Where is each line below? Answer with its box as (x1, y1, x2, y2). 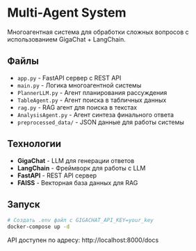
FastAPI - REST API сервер (17, 171, 97, 180)
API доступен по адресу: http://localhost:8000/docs (7, 236, 159, 244)
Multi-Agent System (7, 5, 126, 21)
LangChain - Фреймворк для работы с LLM (17, 164, 146, 172)
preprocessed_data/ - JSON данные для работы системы (17, 118, 184, 126)
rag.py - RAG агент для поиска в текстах (17, 103, 138, 112)
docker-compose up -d (7, 223, 70, 230)
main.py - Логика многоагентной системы (17, 81, 142, 89)
